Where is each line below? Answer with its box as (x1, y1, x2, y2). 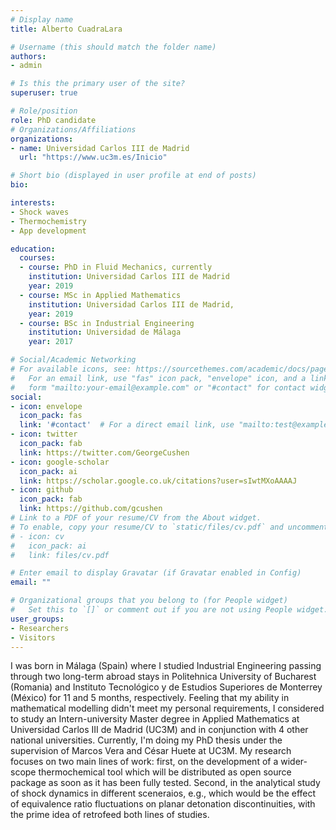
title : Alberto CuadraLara (10, 24, 123, 34)
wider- (280, 756, 308, 768)
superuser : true (10, 88, 78, 98)
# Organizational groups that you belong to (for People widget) (10, 596, 288, 606)
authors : (10, 51, 47, 61)
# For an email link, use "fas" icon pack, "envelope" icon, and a (10, 373, 307, 383)
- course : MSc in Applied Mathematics (19, 290, 182, 300)
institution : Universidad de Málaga (28, 327, 182, 338)
